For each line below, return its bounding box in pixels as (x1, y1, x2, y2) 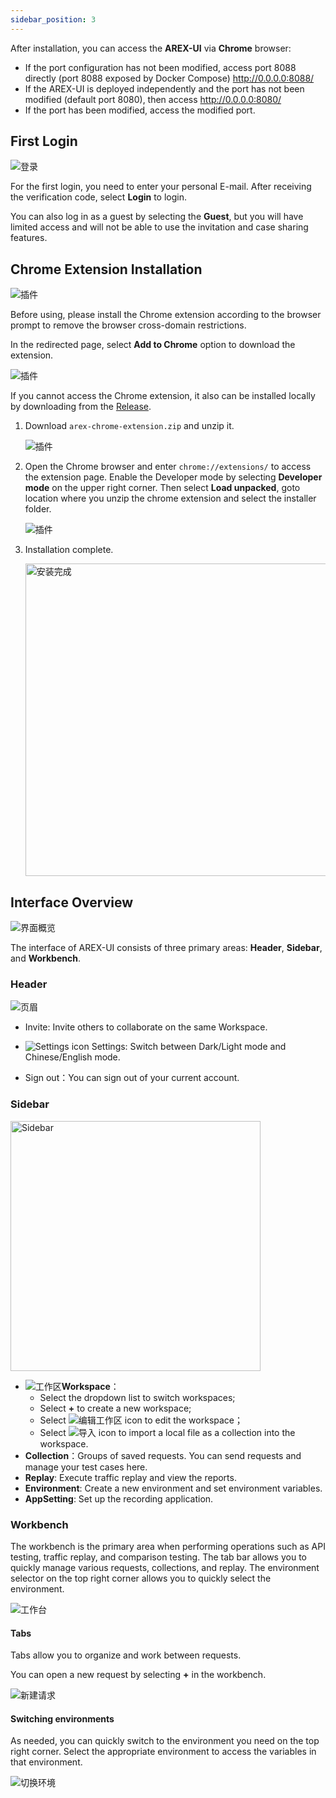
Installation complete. (24, 544, 114, 556)
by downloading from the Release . (10, 401, 152, 413)
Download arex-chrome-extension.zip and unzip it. (24, 420, 235, 432)
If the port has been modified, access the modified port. (24, 104, 256, 116)
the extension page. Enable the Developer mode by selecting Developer (24, 471, 323, 483)
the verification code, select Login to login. (10, 191, 188, 203)
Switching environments (10, 1712, 115, 1725)
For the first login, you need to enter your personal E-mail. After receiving (10, 181, 312, 193)
